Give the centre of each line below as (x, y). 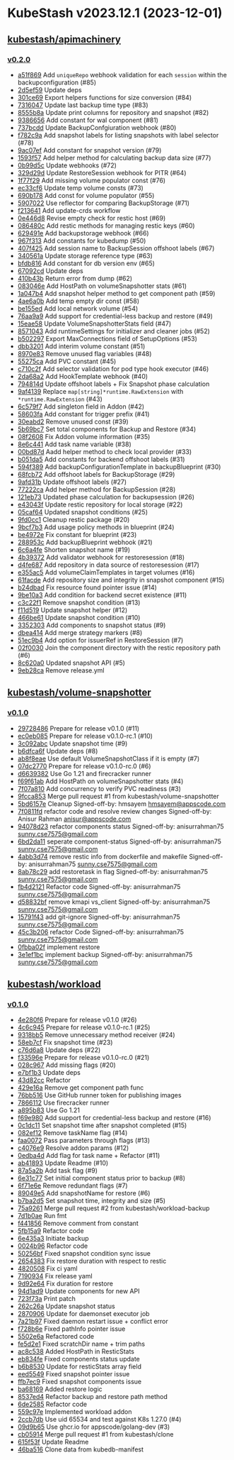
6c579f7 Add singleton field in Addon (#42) (81, 407)
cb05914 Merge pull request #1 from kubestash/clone (95, 1434)
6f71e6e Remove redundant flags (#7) (73, 1185)
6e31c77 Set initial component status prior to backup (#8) (101, 1178)
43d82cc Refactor (44, 1080)
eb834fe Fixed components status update (78, 1359)
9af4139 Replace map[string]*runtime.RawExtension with (100, 391)
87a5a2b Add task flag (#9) (57, 1171)
